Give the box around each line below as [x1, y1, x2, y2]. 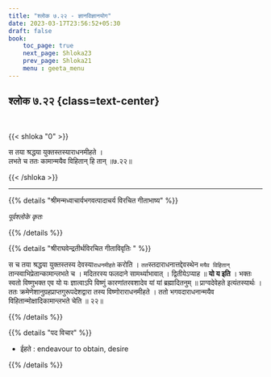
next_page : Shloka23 [23, 49, 92, 57]
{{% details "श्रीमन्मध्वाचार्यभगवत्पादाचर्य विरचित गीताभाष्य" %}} [8, 195, 179, 205]
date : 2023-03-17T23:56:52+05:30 [8, 19, 121, 27]
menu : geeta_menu [23, 65, 85, 73]
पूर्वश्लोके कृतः [8, 212, 43, 221]
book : [8, 34, 27, 43]
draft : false [8, 27, 52, 35]
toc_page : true [23, 42, 74, 50]
